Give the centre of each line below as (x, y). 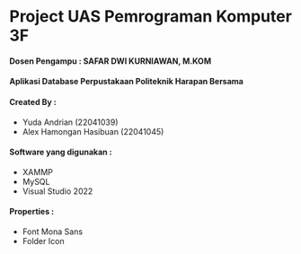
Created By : (33, 101)
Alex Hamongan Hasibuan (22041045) (93, 131)
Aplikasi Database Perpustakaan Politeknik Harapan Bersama (127, 82)
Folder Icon (43, 241)
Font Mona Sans (53, 232)
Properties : (32, 212)
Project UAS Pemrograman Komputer (150, 17)
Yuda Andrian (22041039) (70, 122)
